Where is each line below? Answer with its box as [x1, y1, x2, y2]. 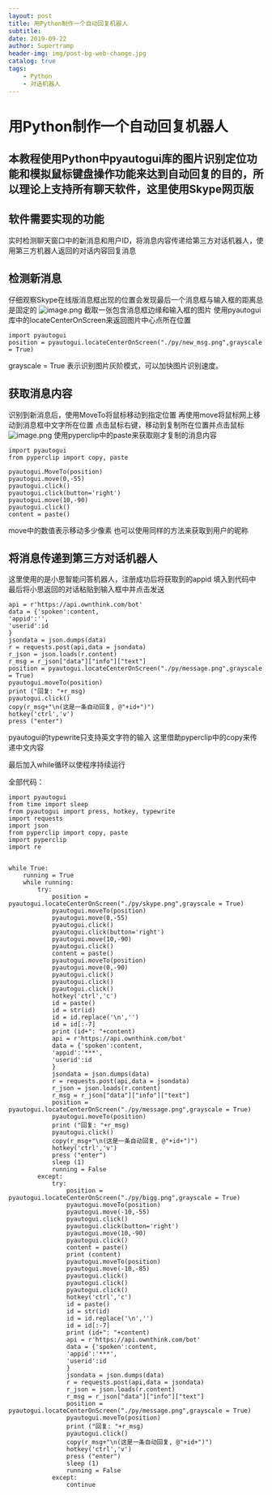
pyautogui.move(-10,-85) [66, 1265, 151, 1274]
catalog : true [8, 58, 57, 66]
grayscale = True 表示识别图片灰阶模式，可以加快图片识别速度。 [8, 360, 223, 370]
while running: [23, 879, 74, 887]
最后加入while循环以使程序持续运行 [8, 760, 125, 770]
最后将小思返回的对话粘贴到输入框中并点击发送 [8, 585, 164, 595]
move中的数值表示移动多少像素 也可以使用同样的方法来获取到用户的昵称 [8, 525, 249, 535]
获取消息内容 [8, 387, 73, 401]
